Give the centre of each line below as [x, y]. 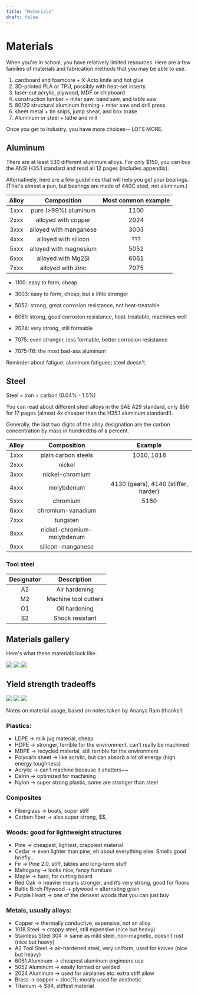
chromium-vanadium [67, 511]
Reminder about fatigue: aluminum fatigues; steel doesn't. [76, 363]
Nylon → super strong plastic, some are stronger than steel [86, 783]
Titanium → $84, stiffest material [54, 986]
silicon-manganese [67, 547]
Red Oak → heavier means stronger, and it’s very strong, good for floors [102, 882]
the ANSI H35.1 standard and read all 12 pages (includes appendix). [88, 168]
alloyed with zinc [63, 268]
